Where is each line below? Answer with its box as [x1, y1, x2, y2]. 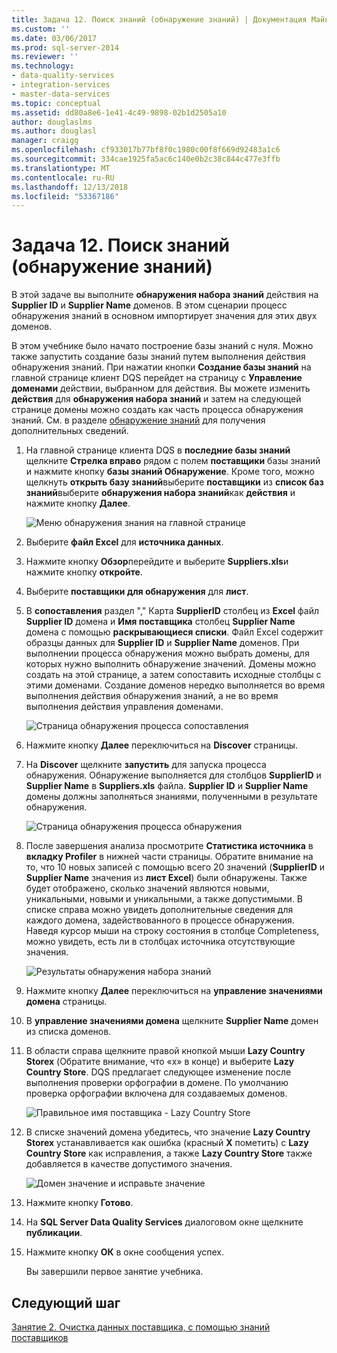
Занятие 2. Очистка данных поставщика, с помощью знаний [11, 1321, 271, 1333]
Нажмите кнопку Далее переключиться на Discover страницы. [25, 739, 299, 751]
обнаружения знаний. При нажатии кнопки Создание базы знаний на [11, 361, 312, 373]
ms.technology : [11, 61, 75, 71]
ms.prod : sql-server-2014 [11, 42, 119, 53]
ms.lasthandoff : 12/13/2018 [11, 182, 129, 192]
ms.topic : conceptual [11, 98, 102, 108]
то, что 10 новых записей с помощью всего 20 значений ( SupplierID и [25, 861, 326, 873]
